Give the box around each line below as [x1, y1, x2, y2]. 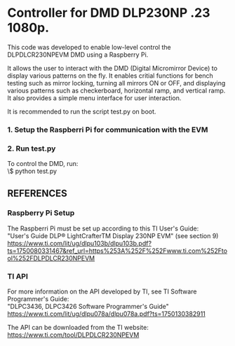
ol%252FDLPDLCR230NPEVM [7, 254, 95, 262]
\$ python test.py [7, 167, 58, 176]
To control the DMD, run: [7, 160, 79, 168]
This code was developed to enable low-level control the [7, 43, 171, 51]
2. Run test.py [7, 144, 56, 153]
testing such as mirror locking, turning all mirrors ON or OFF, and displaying [7, 78, 226, 87]
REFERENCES [7, 187, 68, 199]
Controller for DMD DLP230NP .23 [7, 5, 210, 21]
